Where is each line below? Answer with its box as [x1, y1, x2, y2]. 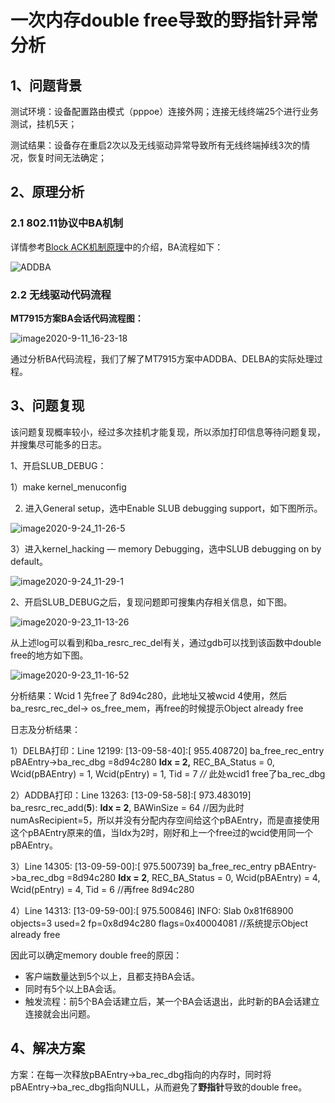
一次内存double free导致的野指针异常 [10, 9, 319, 32]
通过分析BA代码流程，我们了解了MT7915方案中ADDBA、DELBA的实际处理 [10, 352, 315, 365]
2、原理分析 [10, 184, 85, 201]
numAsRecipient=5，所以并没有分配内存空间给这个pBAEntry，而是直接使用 [10, 814, 320, 826]
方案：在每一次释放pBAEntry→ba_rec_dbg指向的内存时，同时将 [10, 1068, 272, 1080]
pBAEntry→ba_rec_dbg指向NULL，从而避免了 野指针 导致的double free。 [10, 1081, 308, 1093]
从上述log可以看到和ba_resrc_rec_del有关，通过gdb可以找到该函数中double [10, 636, 322, 648]
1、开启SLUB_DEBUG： [10, 459, 107, 471]
